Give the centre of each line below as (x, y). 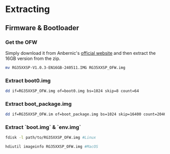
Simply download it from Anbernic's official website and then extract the (80, 53)
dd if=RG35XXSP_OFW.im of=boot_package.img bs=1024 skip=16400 (73, 114)
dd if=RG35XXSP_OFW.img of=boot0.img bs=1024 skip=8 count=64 (72, 91)
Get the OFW (21, 42)
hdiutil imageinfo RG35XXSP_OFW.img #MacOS (52, 147)
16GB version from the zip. (33, 58)
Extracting (28, 9)
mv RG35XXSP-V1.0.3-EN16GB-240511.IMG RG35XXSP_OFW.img (65, 67)
